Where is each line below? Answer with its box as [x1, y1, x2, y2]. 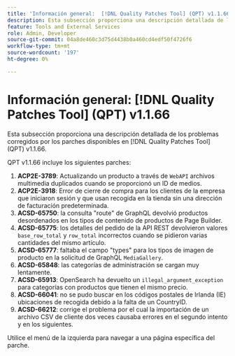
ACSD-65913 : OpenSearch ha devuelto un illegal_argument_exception [17, 275, 224, 283]
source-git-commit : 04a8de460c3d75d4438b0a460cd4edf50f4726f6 [7, 36, 192, 43]
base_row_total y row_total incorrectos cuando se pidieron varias [17, 231, 208, 239]
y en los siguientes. [17, 320, 73, 328]
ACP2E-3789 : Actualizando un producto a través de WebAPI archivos [17, 172, 215, 180]
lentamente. [17, 268, 52, 276]
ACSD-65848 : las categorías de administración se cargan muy [17, 260, 199, 269]
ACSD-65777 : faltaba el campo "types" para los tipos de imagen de [17, 246, 214, 254]
